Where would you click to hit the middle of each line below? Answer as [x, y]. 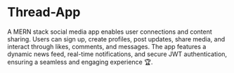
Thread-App [44, 12]
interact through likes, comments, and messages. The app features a [107, 46]
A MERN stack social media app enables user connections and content [110, 32]
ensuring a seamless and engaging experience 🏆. [80, 62]
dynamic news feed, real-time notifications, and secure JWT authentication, [117, 54]
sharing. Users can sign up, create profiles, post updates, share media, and [116, 39]
